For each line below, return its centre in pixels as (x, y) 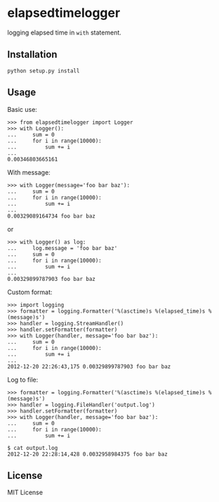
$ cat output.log (33, 448)
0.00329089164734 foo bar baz (52, 216)
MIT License (25, 492)
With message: (29, 172)
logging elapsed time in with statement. (64, 32)
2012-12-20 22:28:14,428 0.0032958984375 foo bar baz (88, 454)
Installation (32, 55)
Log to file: (23, 379)
